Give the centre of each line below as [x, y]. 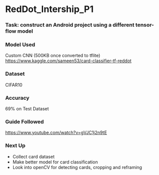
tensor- [145, 25]
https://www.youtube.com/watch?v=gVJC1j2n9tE [56, 133]
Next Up [15, 145]
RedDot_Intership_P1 [50, 9]
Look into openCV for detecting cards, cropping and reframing [77, 167]
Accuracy [17, 98]
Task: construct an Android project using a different [70, 25]
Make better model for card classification [55, 162]
